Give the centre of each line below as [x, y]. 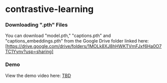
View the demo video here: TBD [38, 75]
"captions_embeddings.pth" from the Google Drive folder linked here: [77, 41]
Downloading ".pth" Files [36, 25]
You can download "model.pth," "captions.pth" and [58, 35]
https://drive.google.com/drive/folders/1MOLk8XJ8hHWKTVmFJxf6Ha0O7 [84, 46]
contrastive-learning [50, 9]
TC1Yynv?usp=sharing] [29, 51]
